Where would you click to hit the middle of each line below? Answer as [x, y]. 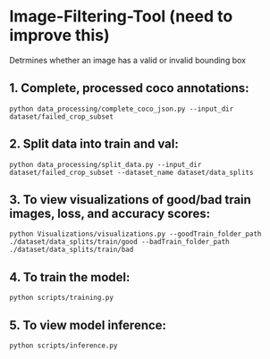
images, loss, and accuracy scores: [110, 213]
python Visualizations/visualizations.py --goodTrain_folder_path [135, 234]
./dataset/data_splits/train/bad [72, 250]
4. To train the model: [70, 277]
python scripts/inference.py [63, 346]
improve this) [59, 35]
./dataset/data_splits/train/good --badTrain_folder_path [119, 242]
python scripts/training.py [62, 298]
